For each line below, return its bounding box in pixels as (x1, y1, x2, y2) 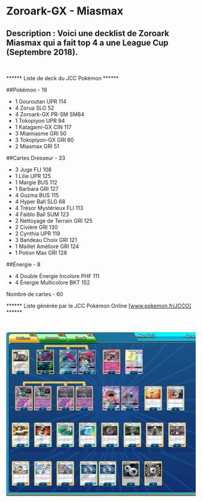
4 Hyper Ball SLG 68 (14, 198, 66, 205)
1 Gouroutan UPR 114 (14, 98, 67, 105)
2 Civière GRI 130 (14, 224, 58, 231)
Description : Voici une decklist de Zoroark (6, 28, 170, 39)
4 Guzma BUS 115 (14, 191, 59, 199)
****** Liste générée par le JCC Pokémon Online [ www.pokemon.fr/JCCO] (6, 302, 191, 309)
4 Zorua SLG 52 (14, 104, 55, 111)
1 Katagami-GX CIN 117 (14, 123, 72, 131)
